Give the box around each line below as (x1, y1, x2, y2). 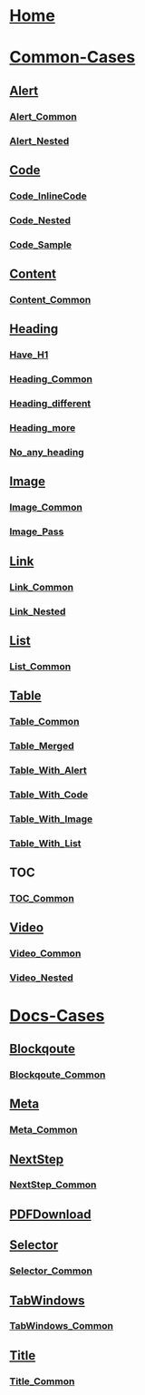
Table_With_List (9, 836, 82, 849)
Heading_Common (9, 373, 93, 385)
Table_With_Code (9, 788, 89, 801)
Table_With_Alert (9, 764, 88, 776)
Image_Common (9, 501, 83, 513)
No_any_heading (9, 446, 84, 459)
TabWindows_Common (9, 1320, 113, 1332)
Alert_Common (9, 110, 77, 122)
